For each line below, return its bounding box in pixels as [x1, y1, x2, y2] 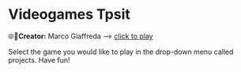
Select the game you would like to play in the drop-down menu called [8, 47, 234, 56]
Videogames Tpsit [8, 5, 130, 23]
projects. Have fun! [8, 55, 70, 64]
